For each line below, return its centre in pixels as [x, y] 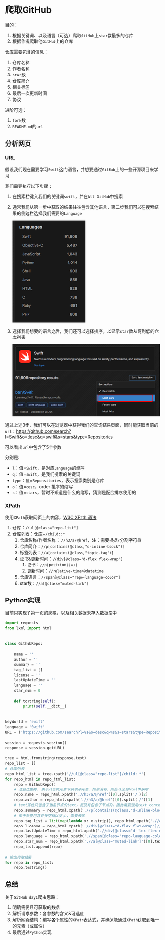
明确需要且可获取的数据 [36, 907]
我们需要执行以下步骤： [29, 186]
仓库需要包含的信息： [27, 52]
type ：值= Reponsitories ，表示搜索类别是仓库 [58, 480]
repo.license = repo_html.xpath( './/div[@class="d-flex [72, 826]
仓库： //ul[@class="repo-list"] [45, 527]
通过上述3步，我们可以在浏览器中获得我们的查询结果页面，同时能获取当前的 [82, 425]
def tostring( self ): [35, 701]
